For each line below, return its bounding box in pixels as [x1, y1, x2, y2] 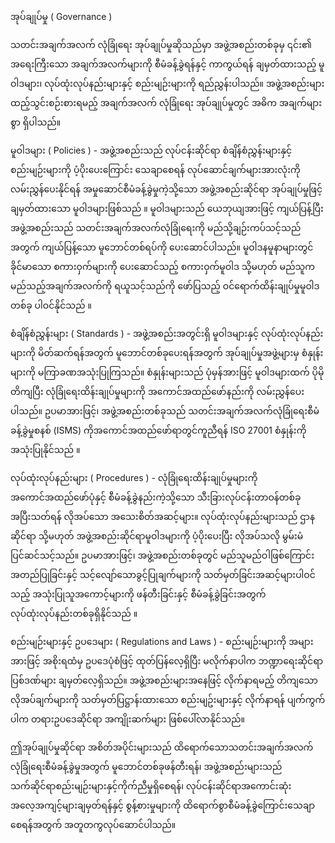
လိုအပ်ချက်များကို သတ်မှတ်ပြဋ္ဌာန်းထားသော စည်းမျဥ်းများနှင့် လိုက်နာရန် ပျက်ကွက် [10, 694, 326, 705]
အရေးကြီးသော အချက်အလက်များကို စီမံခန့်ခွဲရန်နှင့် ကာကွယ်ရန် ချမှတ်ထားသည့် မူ [10, 58, 325, 70]
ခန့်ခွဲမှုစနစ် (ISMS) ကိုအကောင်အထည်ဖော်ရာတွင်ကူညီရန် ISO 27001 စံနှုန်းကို [10, 424, 307, 436]
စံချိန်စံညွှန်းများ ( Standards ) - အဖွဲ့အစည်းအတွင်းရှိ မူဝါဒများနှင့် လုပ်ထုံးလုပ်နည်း [10, 328, 324, 339]
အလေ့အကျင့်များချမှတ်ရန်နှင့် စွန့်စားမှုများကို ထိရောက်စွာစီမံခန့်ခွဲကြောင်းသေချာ [10, 799, 316, 811]
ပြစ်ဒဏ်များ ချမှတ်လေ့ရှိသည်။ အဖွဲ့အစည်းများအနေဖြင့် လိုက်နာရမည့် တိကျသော [10, 674, 318, 686]
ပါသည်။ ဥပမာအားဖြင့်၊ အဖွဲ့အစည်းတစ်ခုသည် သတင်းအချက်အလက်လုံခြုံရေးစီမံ [10, 405, 320, 417]
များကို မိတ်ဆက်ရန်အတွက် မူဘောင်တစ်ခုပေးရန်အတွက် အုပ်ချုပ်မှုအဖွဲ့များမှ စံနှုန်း [10, 347, 324, 358]
